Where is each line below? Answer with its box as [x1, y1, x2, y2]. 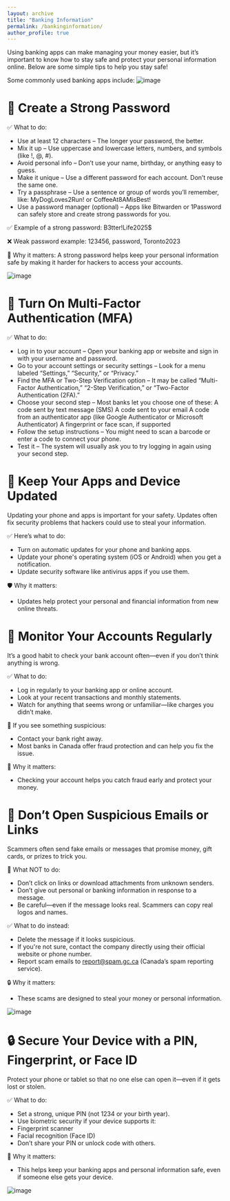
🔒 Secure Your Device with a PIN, [7, 1033, 198, 1049]
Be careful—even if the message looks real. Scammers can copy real [17, 901, 213, 909]
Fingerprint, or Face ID [7, 1052, 138, 1068]
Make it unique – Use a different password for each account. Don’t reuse [17, 174, 224, 182]
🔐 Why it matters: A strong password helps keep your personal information [7, 251, 219, 259]
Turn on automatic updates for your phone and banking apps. [17, 546, 191, 554]
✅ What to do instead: [7, 921, 70, 930]
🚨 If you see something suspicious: [7, 721, 107, 729]
